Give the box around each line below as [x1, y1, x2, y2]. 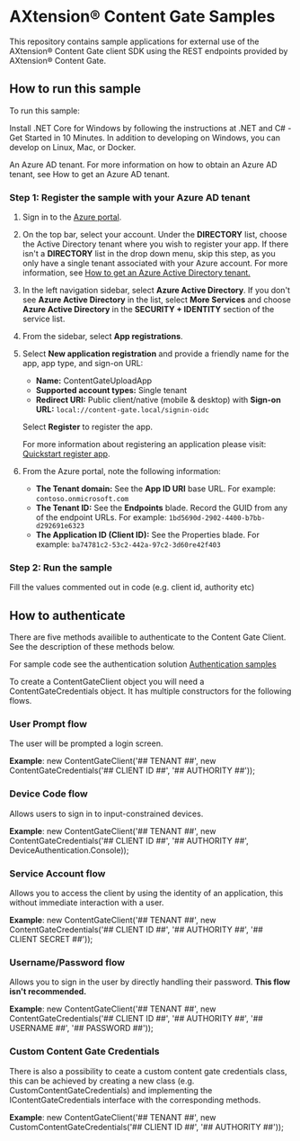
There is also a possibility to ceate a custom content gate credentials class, [9, 1065, 287, 1076]
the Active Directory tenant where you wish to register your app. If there [22, 238, 289, 249]
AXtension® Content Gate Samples [9, 6, 276, 27]
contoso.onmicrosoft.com [35, 495, 129, 504]
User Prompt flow [9, 718, 88, 731]
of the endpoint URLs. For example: [35, 512, 168, 523]
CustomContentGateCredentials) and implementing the [9, 1084, 213, 1095]
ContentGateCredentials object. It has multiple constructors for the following [9, 686, 292, 696]
